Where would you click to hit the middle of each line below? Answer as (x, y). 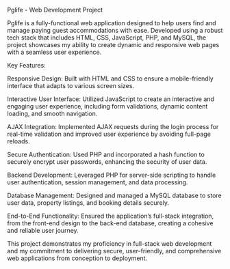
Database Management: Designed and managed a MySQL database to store (115, 195)
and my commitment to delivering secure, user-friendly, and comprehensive (114, 251)
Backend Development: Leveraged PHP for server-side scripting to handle (112, 175)
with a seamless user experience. (54, 52)
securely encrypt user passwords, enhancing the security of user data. (107, 162)
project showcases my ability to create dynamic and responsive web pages (113, 45)
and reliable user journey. (43, 230)
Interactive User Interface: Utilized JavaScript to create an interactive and (111, 99)
